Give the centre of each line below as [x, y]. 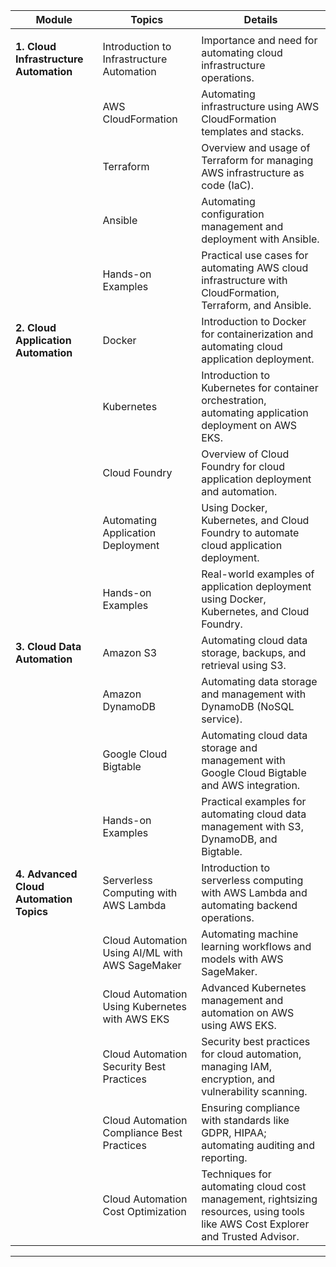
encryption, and [238, 1079]
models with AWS [242, 959]
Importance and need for [259, 40]
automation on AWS [248, 1012]
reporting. [224, 1157]
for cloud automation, [251, 1054]
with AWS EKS [136, 1019]
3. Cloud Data [48, 646]
